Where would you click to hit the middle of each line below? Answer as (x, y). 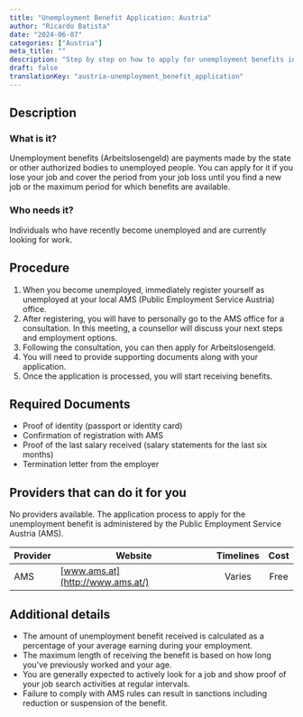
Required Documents (70, 404)
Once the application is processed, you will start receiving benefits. (147, 376)
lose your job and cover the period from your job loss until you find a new (146, 178)
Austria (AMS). (37, 534)
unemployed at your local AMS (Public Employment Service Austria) (148, 299)
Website (134, 556)
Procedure (40, 268)
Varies (238, 576)
